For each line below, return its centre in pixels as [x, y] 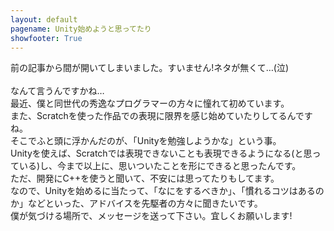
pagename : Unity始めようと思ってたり [81, 29]
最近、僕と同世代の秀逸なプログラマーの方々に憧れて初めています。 [150, 103]
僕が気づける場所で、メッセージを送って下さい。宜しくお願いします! [151, 216]
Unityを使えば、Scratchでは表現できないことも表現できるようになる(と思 [161, 153]
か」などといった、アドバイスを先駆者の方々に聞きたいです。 [136, 203]
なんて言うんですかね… [57, 91]
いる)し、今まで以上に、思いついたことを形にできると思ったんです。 [160, 166]
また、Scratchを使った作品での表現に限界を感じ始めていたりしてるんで [157, 116]
